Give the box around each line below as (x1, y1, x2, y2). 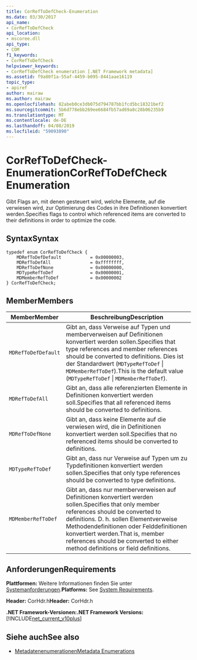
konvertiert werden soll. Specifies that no (66, 430, 178, 438)
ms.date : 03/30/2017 (6, 14, 57, 20)
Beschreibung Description (90, 313, 164, 321)
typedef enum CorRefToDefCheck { (6, 249, 88, 255)
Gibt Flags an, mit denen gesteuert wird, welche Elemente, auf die (6, 198, 165, 205)
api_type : (6, 42, 30, 47)
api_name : (6, 19, 30, 25)
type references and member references (66, 345, 178, 353)
